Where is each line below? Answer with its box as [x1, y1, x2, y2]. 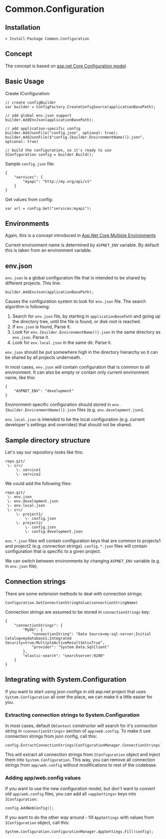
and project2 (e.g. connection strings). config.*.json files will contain [5, 543, 147, 549]
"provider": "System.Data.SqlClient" [31, 644, 110, 650]
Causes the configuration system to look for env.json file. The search [5, 298, 147, 304]
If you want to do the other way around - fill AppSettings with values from [5, 814, 154, 821]
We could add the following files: [5, 481, 72, 487]
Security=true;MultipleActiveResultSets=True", [5, 640, 105, 645]
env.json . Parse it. [12, 335, 49, 340]
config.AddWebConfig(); [5, 806, 54, 811]
